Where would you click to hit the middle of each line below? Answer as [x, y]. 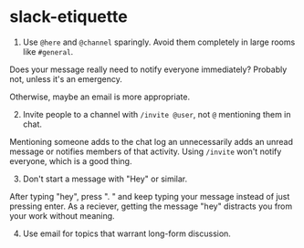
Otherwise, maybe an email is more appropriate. [100, 97]
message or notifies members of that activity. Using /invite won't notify [146, 151]
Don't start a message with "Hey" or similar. [105, 179]
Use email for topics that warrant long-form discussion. [126, 233]
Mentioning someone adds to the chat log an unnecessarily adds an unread [152, 141]
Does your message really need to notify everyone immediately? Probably [148, 69]
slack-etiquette [68, 17]
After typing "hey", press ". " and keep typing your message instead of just [150, 196]
